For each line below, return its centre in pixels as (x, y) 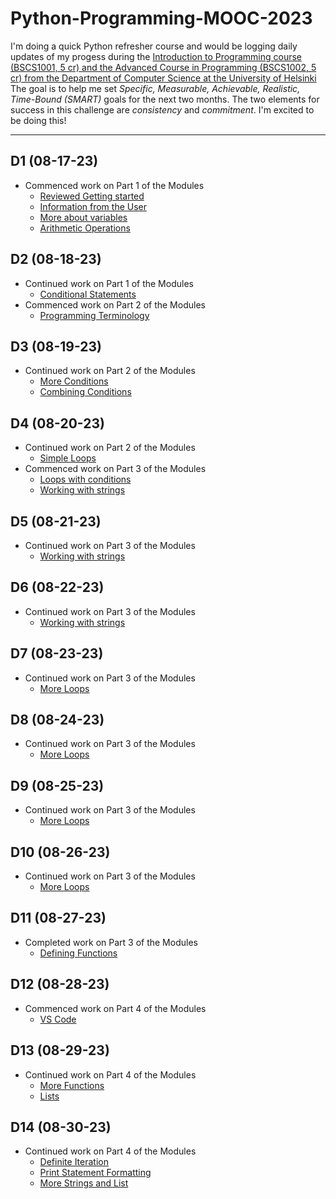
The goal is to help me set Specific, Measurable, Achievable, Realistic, (155, 88)
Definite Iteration (74, 1162)
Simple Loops (68, 458)
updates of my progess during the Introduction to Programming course (156, 56)
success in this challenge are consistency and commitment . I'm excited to (162, 109)
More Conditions (74, 381)
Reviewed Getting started (92, 196)
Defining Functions (78, 953)
